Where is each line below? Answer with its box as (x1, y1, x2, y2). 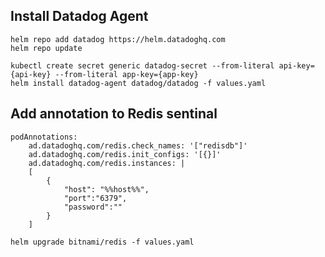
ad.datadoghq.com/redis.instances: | (28, 158, 186, 168)
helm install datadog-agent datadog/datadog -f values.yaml (10, 78, 267, 88)
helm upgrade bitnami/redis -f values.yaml (10, 237, 195, 247)
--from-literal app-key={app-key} (54, 69, 199, 79)
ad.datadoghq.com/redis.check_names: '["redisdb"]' (28, 140, 248, 151)
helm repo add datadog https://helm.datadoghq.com (10, 34, 226, 44)
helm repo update (10, 43, 83, 53)
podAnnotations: (10, 132, 78, 142)
